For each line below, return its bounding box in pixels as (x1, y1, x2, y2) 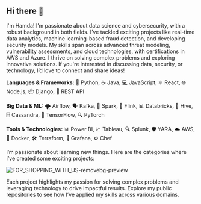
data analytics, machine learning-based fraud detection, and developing (6, 34, 185, 42)
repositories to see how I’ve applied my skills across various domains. (6, 191, 179, 198)
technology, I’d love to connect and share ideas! (6, 67, 125, 74)
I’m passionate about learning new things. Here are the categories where (6, 148, 187, 155)
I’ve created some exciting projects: (6, 155, 95, 162)
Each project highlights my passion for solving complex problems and (6, 178, 179, 185)
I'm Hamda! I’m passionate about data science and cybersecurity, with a (6, 22, 185, 29)
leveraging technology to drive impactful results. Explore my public (6, 184, 172, 191)
